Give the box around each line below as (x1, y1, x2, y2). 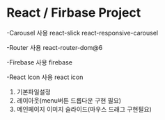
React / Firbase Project (6, 5, 141, 21)
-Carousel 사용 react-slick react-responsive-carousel (6, 28, 158, 37)
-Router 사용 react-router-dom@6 (6, 43, 103, 51)
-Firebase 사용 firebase (6, 58, 72, 67)
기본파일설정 (16, 87, 52, 96)
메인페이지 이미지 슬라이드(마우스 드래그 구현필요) (16, 105, 152, 113)
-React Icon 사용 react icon (6, 73, 84, 81)
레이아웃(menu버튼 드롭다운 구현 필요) (16, 96, 122, 105)
